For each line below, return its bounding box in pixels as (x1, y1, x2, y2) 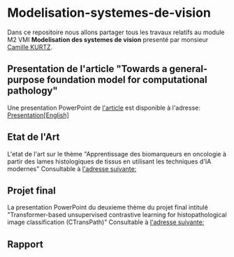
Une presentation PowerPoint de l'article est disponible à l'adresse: (7, 103, 200, 112)
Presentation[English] (7, 110, 70, 119)
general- (169, 63, 208, 75)
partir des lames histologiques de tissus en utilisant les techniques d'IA (7, 157, 212, 166)
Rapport (7, 238, 43, 250)
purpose (7, 74, 45, 86)
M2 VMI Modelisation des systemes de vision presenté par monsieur (7, 35, 208, 43)
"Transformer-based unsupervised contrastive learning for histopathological (7, 211, 227, 219)
